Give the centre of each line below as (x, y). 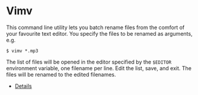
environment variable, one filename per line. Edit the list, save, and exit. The (99, 68)
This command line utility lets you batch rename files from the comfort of (95, 27)
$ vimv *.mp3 (22, 51)
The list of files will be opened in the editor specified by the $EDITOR (89, 62)
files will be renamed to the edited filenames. (61, 74)
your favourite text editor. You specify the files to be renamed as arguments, (99, 33)
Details (23, 86)
